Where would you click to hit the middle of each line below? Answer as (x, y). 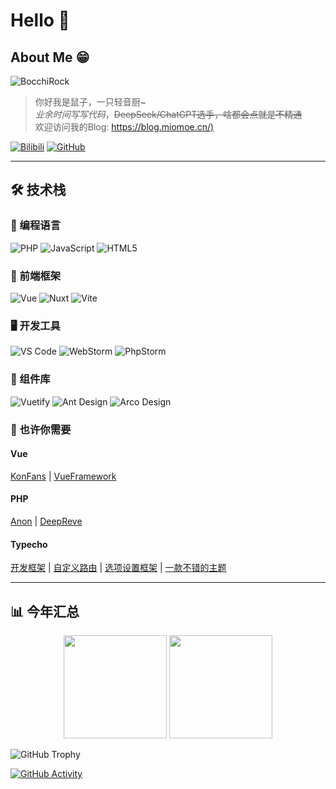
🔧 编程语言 (36, 226)
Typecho (29, 544)
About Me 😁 (50, 57)
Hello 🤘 (40, 20)
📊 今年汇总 (45, 611)
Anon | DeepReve (46, 521)
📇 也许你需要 (41, 429)
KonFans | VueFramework (63, 476)
